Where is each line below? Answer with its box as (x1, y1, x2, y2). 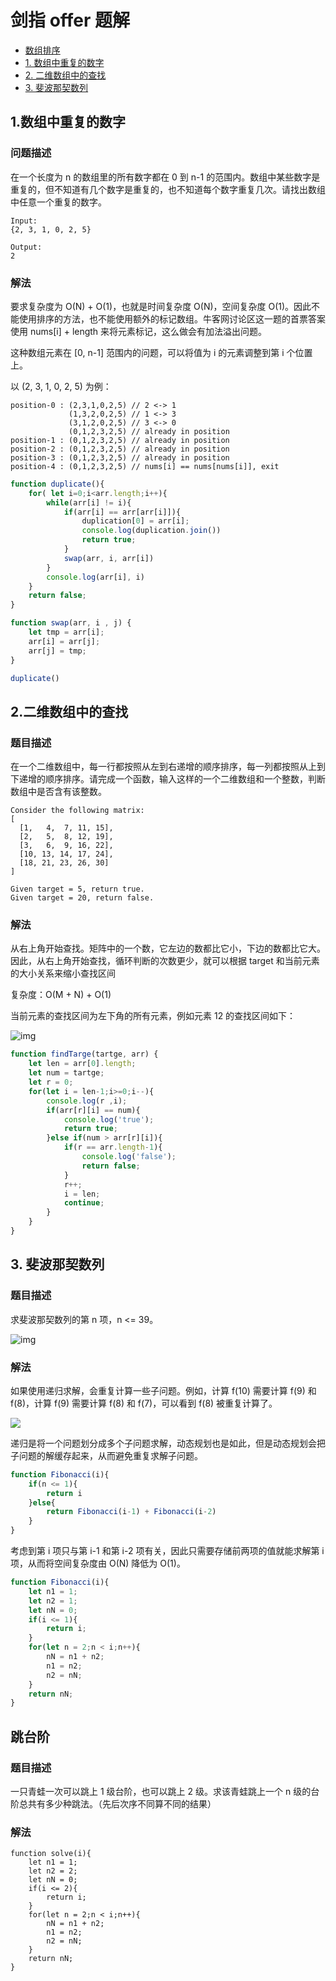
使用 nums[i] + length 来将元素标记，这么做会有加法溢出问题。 (10, 325, 268, 337)
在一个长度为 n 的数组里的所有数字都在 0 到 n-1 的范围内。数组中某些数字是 (10, 171, 321, 183)
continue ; (63, 1198, 105, 1208)
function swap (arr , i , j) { (10, 618, 132, 628)
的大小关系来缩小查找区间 (10, 967, 116, 980)
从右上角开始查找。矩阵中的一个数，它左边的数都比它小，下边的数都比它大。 (10, 942, 326, 955)
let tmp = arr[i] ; (28, 627, 105, 638)
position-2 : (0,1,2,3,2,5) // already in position (10, 444, 230, 454)
